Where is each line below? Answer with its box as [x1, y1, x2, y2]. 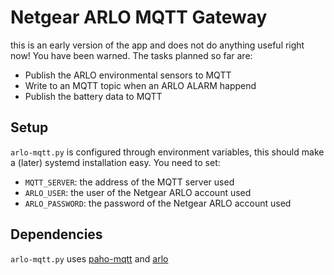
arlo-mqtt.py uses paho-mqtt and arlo [10, 252, 169, 265]
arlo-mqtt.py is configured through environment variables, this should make [10, 146, 325, 158]
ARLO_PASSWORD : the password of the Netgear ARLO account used [24, 197, 292, 209]
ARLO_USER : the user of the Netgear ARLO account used [24, 186, 252, 198]
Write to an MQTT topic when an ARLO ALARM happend [24, 79, 257, 91]
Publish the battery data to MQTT [24, 90, 163, 102]
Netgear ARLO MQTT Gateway [10, 6, 268, 29]
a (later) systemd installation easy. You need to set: [10, 156, 221, 168]
